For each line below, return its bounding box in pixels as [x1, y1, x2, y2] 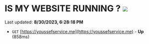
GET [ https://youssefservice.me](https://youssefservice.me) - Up [11, 28, 144, 34]
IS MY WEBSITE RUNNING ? [4, 3, 121, 14]
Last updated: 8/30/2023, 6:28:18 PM [4, 19, 83, 25]
